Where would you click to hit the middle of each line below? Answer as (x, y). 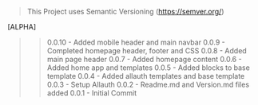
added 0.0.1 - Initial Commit (92, 93)
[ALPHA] (22, 27)
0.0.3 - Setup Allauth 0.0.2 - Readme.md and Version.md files (148, 84)
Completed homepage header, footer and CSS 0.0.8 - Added (147, 51)
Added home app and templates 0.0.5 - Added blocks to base (149, 68)
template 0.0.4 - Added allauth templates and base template (146, 76)
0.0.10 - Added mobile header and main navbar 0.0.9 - (136, 42)
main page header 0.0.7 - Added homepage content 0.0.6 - (144, 59)
